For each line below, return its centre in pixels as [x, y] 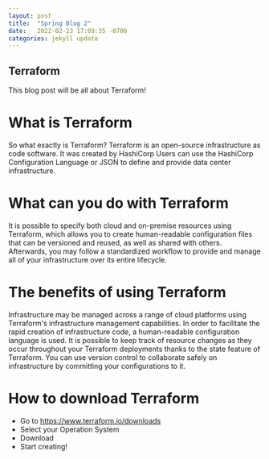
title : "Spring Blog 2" [50, 23]
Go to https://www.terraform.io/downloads [90, 420]
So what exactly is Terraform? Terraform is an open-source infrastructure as [134, 145]
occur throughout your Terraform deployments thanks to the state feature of [134, 349]
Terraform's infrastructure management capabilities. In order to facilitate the [134, 323]
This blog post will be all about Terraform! [77, 90]
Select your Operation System [69, 429]
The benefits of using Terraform [117, 293]
